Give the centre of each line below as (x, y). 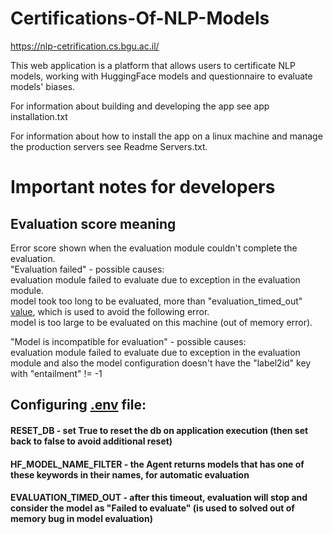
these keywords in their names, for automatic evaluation (130, 474)
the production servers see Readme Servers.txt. (109, 146)
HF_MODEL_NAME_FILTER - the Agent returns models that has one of (157, 464)
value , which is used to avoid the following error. (110, 311)
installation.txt (39, 116)
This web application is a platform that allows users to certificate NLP (153, 65)
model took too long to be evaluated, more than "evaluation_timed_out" (156, 301)
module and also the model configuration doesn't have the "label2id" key (161, 363)
